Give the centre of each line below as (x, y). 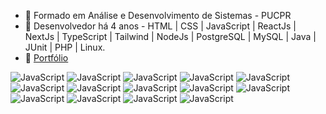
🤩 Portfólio (46, 58)
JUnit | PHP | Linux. (65, 47)
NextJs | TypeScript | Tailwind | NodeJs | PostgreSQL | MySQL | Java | (170, 36)
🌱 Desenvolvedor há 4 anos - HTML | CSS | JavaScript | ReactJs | (160, 26)
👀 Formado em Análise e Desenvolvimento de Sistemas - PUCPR (158, 15)
